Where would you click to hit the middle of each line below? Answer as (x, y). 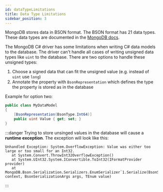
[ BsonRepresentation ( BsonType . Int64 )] (53, 114)
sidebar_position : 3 (26, 18)
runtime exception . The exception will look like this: (57, 138)
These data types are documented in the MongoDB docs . (62, 37)
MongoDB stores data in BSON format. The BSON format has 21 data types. (81, 32)
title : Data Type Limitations (36, 14)
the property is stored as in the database (53, 87)
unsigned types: (21, 62)
